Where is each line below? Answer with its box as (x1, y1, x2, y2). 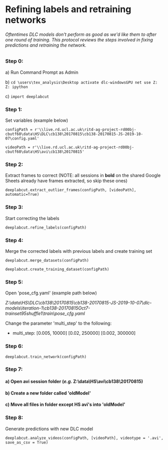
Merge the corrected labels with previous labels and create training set (5, 248, 152, 254)
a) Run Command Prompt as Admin (5, 69, 79, 75)
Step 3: (5, 204, 24, 211)
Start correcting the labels (5, 215, 60, 221)
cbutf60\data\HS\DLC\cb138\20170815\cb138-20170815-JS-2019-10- (5, 131, 143, 137)
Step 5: (5, 278, 24, 285)
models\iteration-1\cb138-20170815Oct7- (5, 305, 90, 311)
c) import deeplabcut (5, 93, 49, 99)
